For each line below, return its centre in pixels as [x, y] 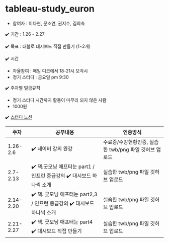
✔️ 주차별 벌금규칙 [23, 88]
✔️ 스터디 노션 [19, 117]
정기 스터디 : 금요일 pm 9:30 [40, 77]
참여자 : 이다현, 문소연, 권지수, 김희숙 [49, 23]
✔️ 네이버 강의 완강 [52, 149]
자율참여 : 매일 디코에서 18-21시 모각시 [50, 70]
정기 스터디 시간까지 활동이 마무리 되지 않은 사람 [59, 100]
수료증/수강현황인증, [125, 142]
